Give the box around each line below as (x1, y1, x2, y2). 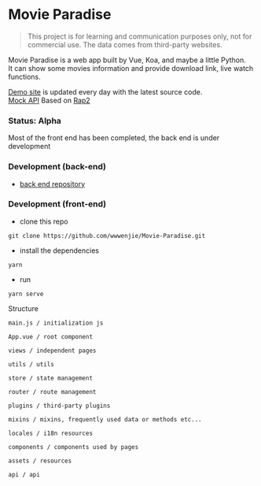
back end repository (19, 179, 86, 188)
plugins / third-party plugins (8, 402, 111, 410)
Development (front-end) (8, 198, 107, 210)
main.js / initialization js (8, 319, 104, 327)
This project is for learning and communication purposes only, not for (27, 32, 252, 41)
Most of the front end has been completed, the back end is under (8, 133, 220, 143)
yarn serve (8, 290, 44, 298)
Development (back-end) (8, 161, 106, 173)
